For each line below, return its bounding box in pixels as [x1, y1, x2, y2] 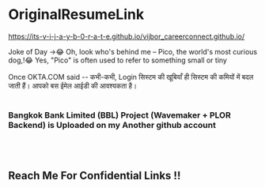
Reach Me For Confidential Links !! [8, 168, 181, 182]
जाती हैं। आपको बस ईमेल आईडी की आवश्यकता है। [8, 81, 137, 90]
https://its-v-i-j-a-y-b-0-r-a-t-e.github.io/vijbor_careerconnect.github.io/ [8, 32, 245, 41]
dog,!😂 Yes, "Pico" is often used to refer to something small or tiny [8, 55, 228, 65]
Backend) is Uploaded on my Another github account [8, 119, 216, 130]
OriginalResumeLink [8, 6, 145, 24]
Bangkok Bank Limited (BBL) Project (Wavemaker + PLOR [8, 109, 231, 120]
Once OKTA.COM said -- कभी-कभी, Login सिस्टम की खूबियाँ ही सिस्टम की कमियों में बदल [8, 72, 254, 81]
